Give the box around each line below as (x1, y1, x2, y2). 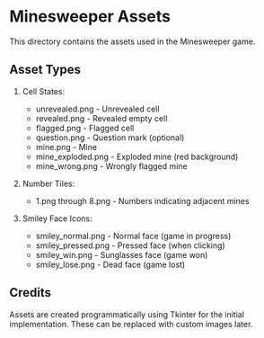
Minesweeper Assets (9, 6, 171, 27)
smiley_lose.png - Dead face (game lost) (35, 259, 186, 270)
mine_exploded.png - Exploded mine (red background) (35, 151, 239, 162)
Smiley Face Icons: (22, 213, 92, 224)
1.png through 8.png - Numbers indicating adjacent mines (35, 195, 250, 206)
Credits (9, 285, 52, 300)
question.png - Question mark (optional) (35, 132, 185, 143)
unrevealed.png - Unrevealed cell (35, 103, 160, 114)
